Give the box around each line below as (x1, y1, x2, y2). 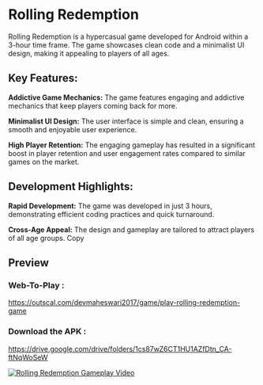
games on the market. (8, 157, 80, 166)
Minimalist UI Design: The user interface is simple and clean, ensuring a (8, 116, 244, 126)
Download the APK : (8, 326, 87, 337)
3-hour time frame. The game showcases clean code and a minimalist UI (8, 40, 245, 49)
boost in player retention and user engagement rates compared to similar (8, 148, 246, 158)
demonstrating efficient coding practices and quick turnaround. (8, 209, 215, 219)
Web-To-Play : (8, 280, 65, 291)
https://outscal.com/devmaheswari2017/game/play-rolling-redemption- (8, 298, 241, 307)
